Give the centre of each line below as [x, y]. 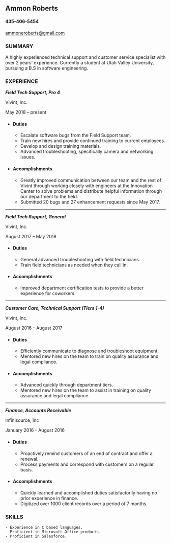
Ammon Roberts [32, 8]
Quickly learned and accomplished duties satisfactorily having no [89, 492]
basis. [26, 469]
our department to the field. [49, 196]
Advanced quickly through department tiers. [67, 385]
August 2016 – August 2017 [34, 328]
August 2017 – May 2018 [31, 236]
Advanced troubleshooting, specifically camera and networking [87, 152]
